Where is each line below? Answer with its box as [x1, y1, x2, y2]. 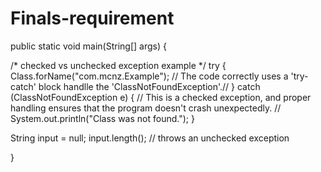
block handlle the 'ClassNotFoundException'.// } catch [38, 80, 261, 92]
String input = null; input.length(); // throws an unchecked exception [10, 132, 290, 144]
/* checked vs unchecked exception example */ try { [10, 59, 227, 71]
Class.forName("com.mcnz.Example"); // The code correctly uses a [10, 70, 289, 82]
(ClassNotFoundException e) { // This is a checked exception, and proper [10, 91, 312, 103]
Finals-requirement [10, 7, 175, 30]
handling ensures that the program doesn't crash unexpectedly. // [10, 102, 282, 114]
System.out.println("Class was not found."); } [10, 112, 195, 124]
